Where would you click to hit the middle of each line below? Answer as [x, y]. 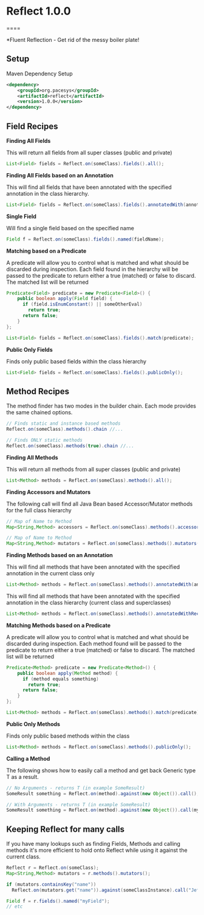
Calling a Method [28, 758]
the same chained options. [39, 413]
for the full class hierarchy [39, 510]
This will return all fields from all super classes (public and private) [89, 152]
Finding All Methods [32, 457]
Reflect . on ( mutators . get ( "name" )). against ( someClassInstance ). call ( [100, 890]
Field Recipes [32, 126]
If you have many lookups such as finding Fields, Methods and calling [93, 844]
